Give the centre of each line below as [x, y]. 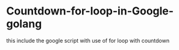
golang [24, 24]
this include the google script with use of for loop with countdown [88, 40]
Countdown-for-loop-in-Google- [90, 11]
